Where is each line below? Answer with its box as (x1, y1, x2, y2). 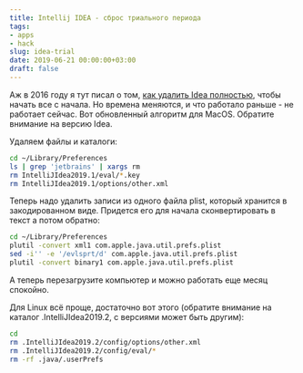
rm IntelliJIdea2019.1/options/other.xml (9, 179, 169, 188)
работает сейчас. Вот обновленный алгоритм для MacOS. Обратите (9, 109, 275, 119)
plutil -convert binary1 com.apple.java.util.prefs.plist (9, 258, 234, 267)
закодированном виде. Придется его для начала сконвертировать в (9, 205, 276, 216)
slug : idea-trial (9, 47, 76, 57)
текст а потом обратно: (9, 215, 100, 226)
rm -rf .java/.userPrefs (9, 355, 104, 364)
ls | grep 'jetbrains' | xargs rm (9, 161, 141, 171)
